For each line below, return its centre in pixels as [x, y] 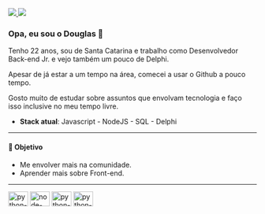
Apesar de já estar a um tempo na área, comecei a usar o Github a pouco [127, 75]
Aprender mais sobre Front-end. [72, 173]
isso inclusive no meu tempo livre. [63, 106]
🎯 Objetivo [26, 147]
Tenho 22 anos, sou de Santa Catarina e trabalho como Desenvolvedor [123, 51]
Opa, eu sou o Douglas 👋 [56, 33]
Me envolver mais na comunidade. [75, 164]
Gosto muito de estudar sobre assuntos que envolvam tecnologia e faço [125, 98]
